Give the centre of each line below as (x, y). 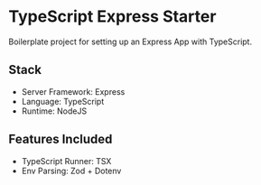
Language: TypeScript (63, 101)
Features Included (61, 139)
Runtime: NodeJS (54, 111)
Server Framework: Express (73, 91)
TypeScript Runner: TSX (66, 161)
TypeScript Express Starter (112, 17)
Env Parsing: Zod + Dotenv (71, 171)
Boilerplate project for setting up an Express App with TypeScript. (130, 42)
